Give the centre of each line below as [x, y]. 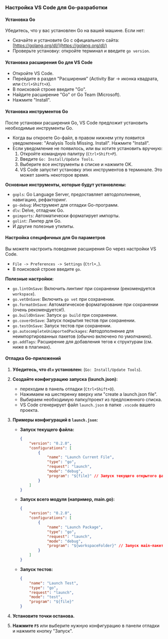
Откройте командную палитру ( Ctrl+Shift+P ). [68, 154]
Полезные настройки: [29, 279]
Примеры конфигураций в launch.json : [55, 420]
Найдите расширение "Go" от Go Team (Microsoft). [66, 95]
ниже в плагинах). [32, 347]
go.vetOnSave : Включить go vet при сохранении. [63, 299]
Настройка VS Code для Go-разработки [56, 8]
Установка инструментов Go [37, 111]
